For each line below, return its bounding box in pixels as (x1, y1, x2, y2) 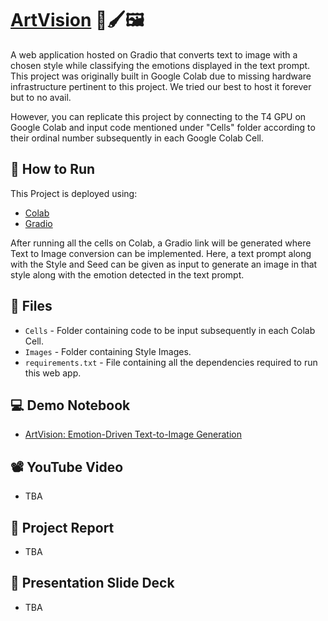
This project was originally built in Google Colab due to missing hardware (10, 70, 312, 82)
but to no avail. (10, 91, 72, 103)
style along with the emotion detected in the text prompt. (10, 268, 245, 281)
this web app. (24, 367, 82, 379)
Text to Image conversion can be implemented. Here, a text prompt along (10, 247, 312, 259)
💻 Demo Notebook (10, 397, 131, 414)
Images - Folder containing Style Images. (24, 345, 192, 357)
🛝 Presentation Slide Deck (10, 575, 175, 592)
